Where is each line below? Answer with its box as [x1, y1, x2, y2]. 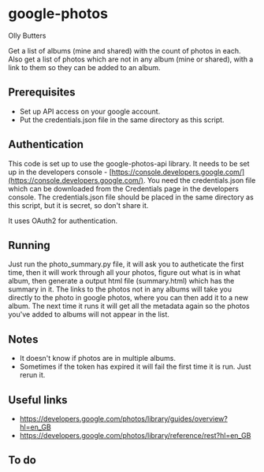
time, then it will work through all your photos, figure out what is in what [8, 268, 241, 277]
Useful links [8, 393, 69, 407]
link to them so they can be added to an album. [8, 62, 161, 72]
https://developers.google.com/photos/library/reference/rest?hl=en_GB [19, 431, 251, 440]
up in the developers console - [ [8, 167, 113, 177]
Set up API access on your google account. [19, 106, 161, 116]
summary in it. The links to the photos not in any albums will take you [8, 284, 232, 294]
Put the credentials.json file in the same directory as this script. [19, 115, 225, 125]
